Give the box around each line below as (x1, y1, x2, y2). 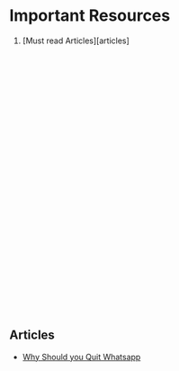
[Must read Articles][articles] (22, 35, 130, 46)
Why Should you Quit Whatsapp (22, 351, 141, 362)
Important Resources (9, 5, 171, 26)
